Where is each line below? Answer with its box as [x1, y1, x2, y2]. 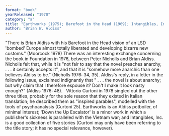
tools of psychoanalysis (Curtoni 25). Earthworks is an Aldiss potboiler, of [5, 104, 157, 110]
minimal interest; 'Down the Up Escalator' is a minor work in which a [5, 109, 146, 115]
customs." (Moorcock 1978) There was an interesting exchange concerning [5, 51, 161, 57]
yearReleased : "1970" [5, 12, 51, 17]
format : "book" [5, 7, 37, 13]
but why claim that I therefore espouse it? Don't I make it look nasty [5, 82, 145, 88]
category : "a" [5, 17, 35, 22]
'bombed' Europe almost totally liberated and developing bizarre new [5, 45, 148, 51]
